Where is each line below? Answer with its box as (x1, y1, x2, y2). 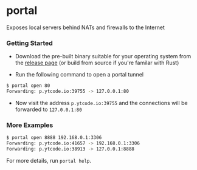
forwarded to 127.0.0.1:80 (15, 106, 82, 113)
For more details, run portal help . (6, 157, 92, 164)
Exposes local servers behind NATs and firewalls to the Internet (6, 24, 165, 31)
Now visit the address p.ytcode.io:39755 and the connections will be (15, 99, 188, 106)
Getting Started (6, 39, 53, 47)
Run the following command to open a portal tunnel (15, 71, 144, 78)
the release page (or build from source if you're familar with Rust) (15, 59, 179, 67)
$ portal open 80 (6, 83, 50, 89)
